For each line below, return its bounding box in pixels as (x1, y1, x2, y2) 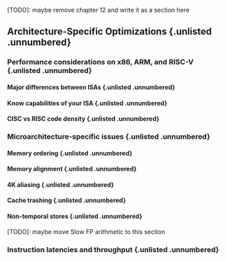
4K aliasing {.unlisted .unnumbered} (7, 180, 114, 188)
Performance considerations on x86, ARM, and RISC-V (7, 57, 194, 67)
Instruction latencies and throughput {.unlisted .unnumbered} (7, 244, 219, 254)
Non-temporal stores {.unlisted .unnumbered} (7, 212, 143, 220)
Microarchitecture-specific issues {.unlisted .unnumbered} (7, 132, 211, 142)
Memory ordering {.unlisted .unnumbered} (7, 148, 133, 157)
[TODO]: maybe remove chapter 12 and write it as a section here (7, 6, 189, 14)
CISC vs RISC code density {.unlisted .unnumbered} (7, 115, 160, 123)
